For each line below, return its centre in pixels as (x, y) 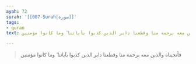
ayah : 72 (17, 11)
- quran (15, 28)
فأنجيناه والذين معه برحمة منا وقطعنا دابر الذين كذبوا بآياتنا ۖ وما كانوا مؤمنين (101, 55)
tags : (13, 22)
